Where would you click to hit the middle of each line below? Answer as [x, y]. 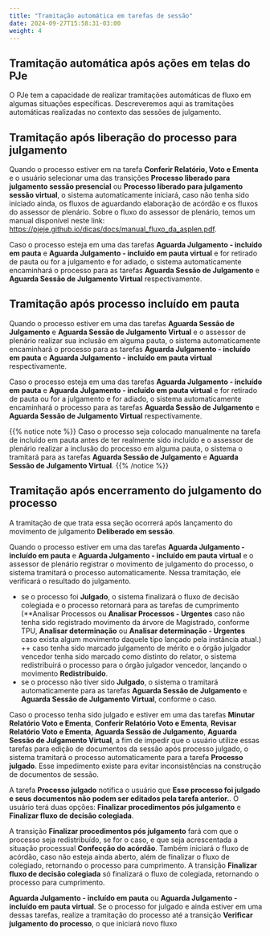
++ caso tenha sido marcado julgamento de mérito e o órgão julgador [136, 648]
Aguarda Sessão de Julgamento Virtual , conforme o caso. [119, 699]
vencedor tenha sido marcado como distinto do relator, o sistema [129, 656]
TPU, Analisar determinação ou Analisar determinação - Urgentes [133, 631]
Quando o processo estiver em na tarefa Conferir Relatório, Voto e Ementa [134, 169]
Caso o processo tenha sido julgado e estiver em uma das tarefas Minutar [132, 714]
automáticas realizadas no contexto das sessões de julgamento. [115, 112]
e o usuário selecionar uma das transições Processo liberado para [120, 178]
